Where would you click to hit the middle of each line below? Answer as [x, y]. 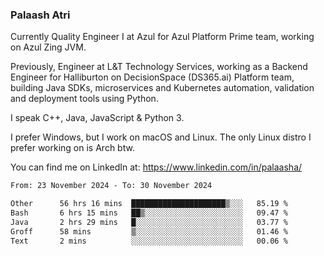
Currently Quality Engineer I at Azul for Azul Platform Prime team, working [162, 37]
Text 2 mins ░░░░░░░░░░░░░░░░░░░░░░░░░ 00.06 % [149, 241]
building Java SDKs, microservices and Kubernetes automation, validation [162, 88]
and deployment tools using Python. [84, 99]
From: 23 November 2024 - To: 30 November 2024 [111, 186]
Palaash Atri [40, 15]
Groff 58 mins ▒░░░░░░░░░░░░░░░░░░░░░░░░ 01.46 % [149, 231]
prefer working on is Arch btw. [72, 148]
